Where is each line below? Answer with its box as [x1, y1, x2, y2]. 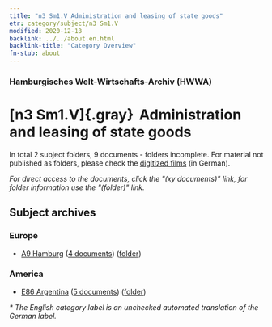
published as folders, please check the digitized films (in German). [9, 158, 231, 168]
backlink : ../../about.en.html [9, 34, 115, 43]
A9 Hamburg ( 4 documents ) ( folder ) [20, 248, 142, 258]
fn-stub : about [9, 49, 61, 57]
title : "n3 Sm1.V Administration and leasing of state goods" [9, 11, 223, 20]
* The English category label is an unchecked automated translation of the [9, 302, 259, 312]
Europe [9, 230, 39, 241]
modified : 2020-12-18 [9, 27, 83, 35]
